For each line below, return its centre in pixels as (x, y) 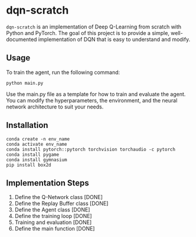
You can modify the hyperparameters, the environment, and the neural (92, 100)
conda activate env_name (37, 144)
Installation (27, 125)
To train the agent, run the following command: (63, 72)
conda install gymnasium (37, 160)
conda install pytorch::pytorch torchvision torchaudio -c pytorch (91, 149)
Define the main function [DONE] (55, 229)
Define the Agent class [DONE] (52, 210)
